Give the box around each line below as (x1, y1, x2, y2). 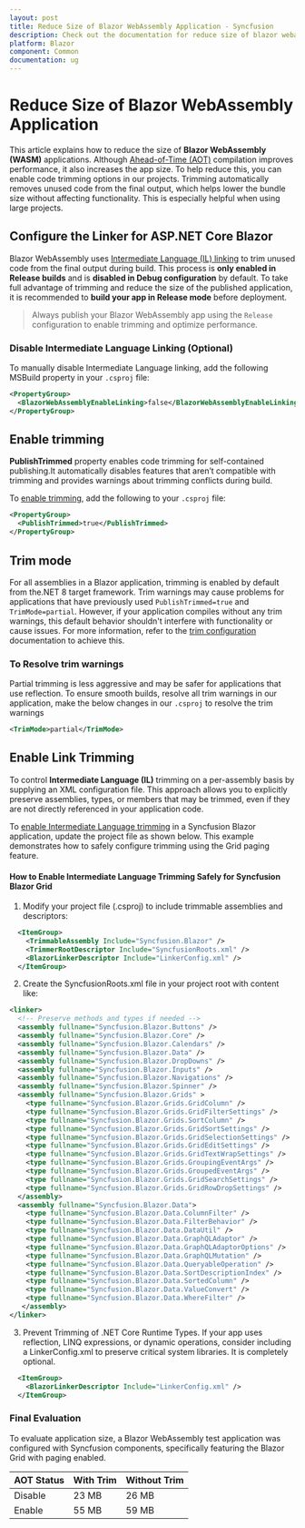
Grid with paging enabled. (9, 1452, 106, 1462)
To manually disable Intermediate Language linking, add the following (9, 362, 269, 373)
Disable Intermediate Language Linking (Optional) (9, 341, 233, 354)
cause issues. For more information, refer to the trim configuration (9, 625, 257, 636)
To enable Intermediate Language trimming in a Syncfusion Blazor (9, 820, 257, 831)
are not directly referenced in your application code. (9, 803, 204, 814)
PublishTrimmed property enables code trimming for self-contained (9, 456, 265, 467)
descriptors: (22, 911, 68, 922)
